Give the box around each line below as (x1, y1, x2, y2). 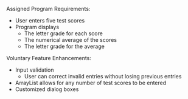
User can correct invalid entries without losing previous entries (24, 73, 182, 80)
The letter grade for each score (24, 30, 103, 37)
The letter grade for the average (24, 43, 105, 50)
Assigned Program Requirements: (6, 5, 91, 12)
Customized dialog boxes (15, 86, 79, 93)
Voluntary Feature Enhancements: (6, 55, 91, 61)
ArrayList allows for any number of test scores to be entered (15, 79, 167, 86)
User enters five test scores (15, 17, 85, 24)
